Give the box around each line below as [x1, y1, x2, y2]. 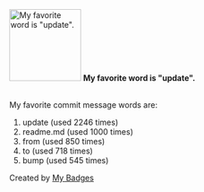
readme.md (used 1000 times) [21, 127, 134, 137]
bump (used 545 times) [21, 155, 109, 165]
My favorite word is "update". [82, 73, 196, 83]
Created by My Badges [9, 172, 94, 183]
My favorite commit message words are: [9, 100, 158, 110]
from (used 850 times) [21, 136, 106, 146]
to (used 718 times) [21, 145, 94, 156]
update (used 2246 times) [21, 117, 119, 127]
